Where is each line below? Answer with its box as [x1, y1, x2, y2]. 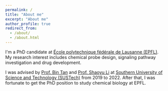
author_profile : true [5, 21, 51, 26]
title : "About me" [5, 12, 44, 17]
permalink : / [5, 7, 33, 12]
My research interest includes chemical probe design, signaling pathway [5, 54, 156, 60]
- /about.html [10, 35, 39, 40]
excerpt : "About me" [5, 16, 49, 21]
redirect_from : [5, 26, 37, 31]
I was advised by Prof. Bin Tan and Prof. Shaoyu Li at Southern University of [5, 69, 163, 75]
